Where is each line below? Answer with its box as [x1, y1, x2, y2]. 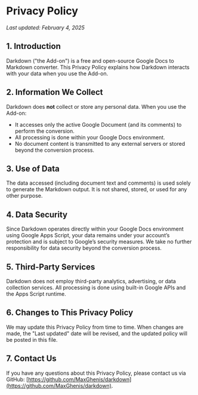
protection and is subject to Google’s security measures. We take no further [6, 238, 192, 246]
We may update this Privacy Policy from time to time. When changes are [6, 323, 184, 330]
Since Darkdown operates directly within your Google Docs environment [6, 225, 184, 232]
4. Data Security [6, 209, 67, 219]
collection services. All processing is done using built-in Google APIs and [6, 284, 186, 291]
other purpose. [6, 192, 43, 200]
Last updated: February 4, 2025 [6, 24, 85, 31]
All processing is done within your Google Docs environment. [14, 133, 165, 141]
